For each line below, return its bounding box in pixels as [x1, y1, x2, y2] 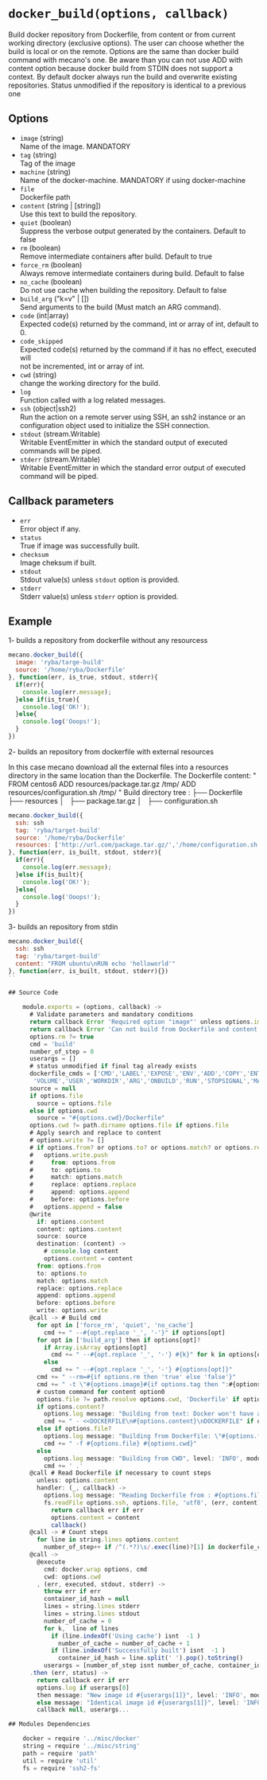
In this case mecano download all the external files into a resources [8, 762, 229, 772]
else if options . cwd [29, 1107, 98, 1115]
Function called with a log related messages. [19, 395, 166, 404]
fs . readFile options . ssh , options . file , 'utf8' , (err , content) [43, 1498, 261, 1506]
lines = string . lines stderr [43, 1603, 141, 1611]
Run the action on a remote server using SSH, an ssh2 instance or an [19, 412, 246, 422]
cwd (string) [19, 369, 57, 380]
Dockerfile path [19, 192, 71, 201]
